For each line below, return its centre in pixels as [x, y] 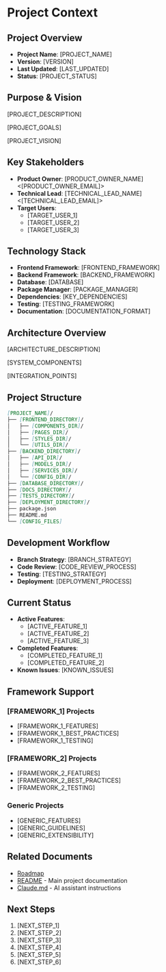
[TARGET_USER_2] [53, 222]
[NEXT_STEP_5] [39, 955]
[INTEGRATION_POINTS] [42, 376]
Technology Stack [46, 251]
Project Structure [44, 398]
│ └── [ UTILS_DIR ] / [38, 445]
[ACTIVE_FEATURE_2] [58, 634]
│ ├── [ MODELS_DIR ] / [39, 464]
